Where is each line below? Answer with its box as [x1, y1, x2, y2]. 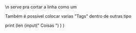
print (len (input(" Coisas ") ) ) [5, 22, 65, 28]
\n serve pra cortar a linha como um [5, 4, 77, 10]
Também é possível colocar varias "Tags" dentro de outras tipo [5, 13, 132, 19]
